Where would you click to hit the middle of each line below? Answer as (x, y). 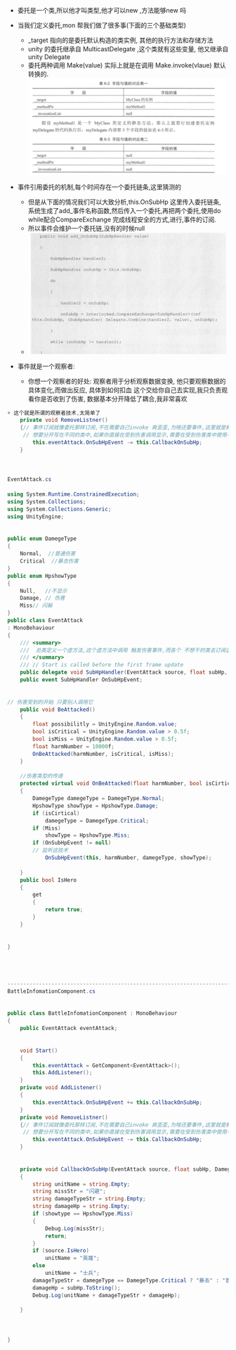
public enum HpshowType (42, 576)
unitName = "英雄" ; (72, 1258)
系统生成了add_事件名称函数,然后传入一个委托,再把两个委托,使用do (124, 210)
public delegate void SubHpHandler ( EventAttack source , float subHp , (124, 673)
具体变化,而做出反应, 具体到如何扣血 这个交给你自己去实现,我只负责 (125, 390)
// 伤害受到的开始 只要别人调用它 (50, 702)
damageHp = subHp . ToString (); (77, 1288)
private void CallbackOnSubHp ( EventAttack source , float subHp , (116, 1169)
